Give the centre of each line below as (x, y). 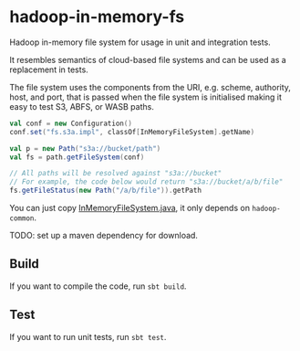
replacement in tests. (49, 69)
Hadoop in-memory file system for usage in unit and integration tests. (140, 42)
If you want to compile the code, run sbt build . (98, 286)
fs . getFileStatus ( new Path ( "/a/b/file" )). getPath (106, 191)
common (22, 218)
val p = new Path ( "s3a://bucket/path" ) (85, 148)
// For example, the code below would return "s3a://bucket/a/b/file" (146, 182)
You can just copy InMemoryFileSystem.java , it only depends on (130, 208)
